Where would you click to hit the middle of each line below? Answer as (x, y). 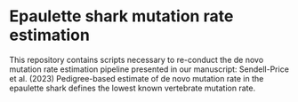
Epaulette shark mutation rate (121, 16)
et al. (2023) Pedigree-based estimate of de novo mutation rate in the (137, 78)
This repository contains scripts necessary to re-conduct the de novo (137, 59)
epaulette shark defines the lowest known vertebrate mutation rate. (133, 88)
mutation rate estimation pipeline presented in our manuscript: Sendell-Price (149, 69)
